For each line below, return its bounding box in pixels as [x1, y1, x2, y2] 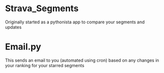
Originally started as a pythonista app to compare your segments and [5, 19, 145, 25]
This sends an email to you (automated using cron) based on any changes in [5, 57, 159, 63]
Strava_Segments [5, 3, 79, 14]
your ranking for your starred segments [5, 62, 85, 68]
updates [5, 24, 22, 30]
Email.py [5, 41, 42, 53]
